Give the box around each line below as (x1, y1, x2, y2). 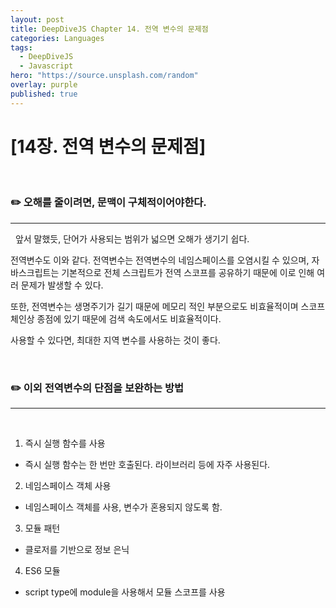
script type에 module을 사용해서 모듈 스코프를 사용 (24, 586, 226, 598)
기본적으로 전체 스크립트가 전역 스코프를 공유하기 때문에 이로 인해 (61, 266, 315, 278)
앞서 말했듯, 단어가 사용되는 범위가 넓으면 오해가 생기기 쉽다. (14, 232, 250, 245)
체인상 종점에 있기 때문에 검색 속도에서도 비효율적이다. (10, 312, 222, 325)
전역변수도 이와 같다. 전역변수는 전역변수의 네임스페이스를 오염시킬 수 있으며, (10, 254, 310, 266)
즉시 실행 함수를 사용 (24, 437, 106, 450)
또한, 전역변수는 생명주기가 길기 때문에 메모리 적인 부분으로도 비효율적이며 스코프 (10, 300, 326, 312)
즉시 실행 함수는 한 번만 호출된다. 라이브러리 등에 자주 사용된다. (24, 459, 271, 471)
